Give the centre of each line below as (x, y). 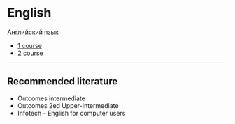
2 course (30, 53)
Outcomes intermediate (51, 98)
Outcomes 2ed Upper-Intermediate (68, 105)
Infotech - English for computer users (71, 113)
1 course (29, 45)
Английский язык (33, 32)
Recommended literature (63, 82)
